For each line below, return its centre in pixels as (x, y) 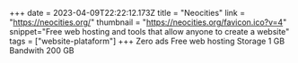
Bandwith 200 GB (42, 51)
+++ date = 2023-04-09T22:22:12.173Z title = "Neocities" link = (127, 13)
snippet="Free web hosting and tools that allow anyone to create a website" (149, 31)
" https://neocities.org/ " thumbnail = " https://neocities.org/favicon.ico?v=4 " (148, 22)
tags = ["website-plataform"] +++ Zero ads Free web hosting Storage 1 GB (147, 41)
